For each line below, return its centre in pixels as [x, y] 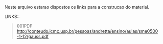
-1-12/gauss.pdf [33, 36]
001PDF [24, 26]
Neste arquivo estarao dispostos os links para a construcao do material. [77, 7]
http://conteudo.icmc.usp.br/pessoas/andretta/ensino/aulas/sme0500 [87, 31]
